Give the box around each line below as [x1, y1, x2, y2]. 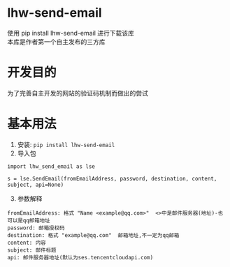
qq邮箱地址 [22, 217, 50, 224]
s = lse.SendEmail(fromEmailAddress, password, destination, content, [7, 175, 217, 182]
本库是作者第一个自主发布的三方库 [7, 37, 106, 46]
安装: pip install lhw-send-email [17, 140, 115, 148]
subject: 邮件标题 [7, 246, 57, 254]
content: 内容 [7, 239, 47, 246]
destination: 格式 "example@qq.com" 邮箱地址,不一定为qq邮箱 [7, 231, 180, 238]
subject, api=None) [7, 181, 64, 188]
